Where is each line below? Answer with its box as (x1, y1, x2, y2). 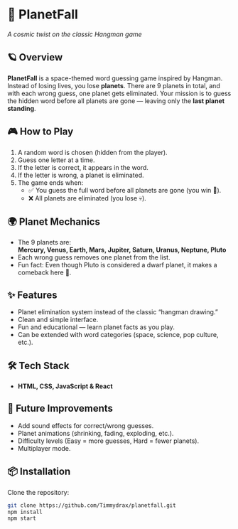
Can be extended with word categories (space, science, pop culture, (17, 331, 219, 339)
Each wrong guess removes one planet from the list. (17, 253, 171, 262)
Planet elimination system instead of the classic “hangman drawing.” (17, 308, 219, 316)
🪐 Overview (7, 51, 63, 63)
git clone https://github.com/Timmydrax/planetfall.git (7, 501, 176, 509)
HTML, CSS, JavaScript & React (17, 382, 113, 390)
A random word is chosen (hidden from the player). (17, 148, 168, 156)
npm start (7, 515, 37, 522)
